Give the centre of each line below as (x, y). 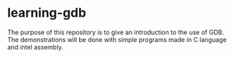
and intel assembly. (35, 47)
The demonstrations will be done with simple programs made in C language (117, 39)
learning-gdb (47, 13)
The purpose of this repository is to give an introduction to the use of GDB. (116, 32)
